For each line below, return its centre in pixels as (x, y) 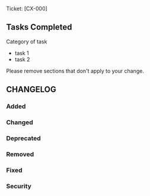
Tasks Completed (39, 27)
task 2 (22, 59)
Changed (20, 122)
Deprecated (24, 138)
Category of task (27, 42)
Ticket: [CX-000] (27, 9)
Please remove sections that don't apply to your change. (75, 71)
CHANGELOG (31, 89)
